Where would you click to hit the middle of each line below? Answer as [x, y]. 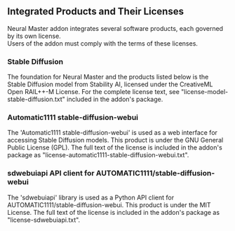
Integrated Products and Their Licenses [96, 12]
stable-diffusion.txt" [36, 99]
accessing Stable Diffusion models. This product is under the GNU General [115, 140]
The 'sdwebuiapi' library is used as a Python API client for [90, 197]
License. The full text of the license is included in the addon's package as [113, 212]
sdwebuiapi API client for [51, 173]
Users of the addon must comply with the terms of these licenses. [103, 43]
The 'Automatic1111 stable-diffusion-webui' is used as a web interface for [112, 133]
